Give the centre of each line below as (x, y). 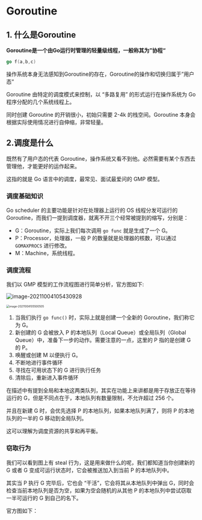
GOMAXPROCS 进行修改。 (42, 246)
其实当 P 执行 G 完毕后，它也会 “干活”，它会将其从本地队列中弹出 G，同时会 (100, 483)
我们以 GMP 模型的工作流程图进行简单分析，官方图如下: (75, 285)
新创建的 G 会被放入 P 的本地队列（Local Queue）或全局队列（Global (100, 333)
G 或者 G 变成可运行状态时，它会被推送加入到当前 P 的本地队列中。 (89, 470)
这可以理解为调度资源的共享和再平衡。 (54, 431)
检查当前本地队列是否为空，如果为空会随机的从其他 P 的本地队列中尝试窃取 (99, 490)
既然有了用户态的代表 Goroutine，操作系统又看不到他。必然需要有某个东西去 (101, 158)
